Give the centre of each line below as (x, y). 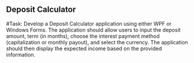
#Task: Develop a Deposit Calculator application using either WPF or (89, 23)
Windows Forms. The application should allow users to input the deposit (93, 30)
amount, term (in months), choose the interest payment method (83, 36)
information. (21, 54)
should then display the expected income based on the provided (84, 48)
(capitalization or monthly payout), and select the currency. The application (97, 42)
